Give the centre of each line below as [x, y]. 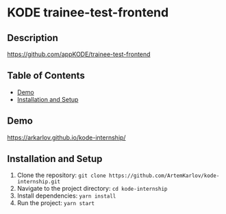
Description [33, 38]
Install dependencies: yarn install [66, 196]
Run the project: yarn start [55, 203]
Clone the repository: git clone [61, 175]
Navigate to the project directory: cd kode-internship [92, 189]
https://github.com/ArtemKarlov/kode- [164, 176]
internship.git [39, 182]
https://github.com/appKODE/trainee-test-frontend [79, 54]
